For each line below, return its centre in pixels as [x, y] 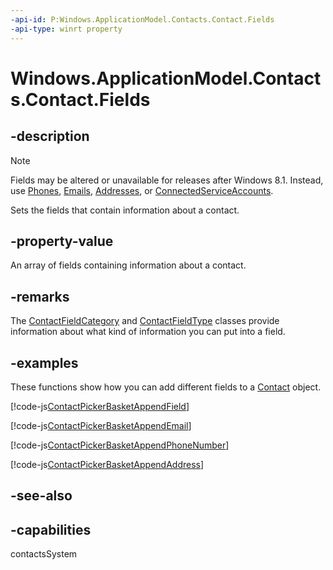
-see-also [41, 496]
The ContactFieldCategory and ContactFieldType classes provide [145, 321]
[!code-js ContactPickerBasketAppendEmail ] [101, 425]
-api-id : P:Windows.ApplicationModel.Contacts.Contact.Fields [142, 19]
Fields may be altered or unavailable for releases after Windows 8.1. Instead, [167, 180]
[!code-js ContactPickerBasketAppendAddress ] [107, 464]
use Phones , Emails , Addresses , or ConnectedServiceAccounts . [142, 190]
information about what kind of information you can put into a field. [148, 332]
